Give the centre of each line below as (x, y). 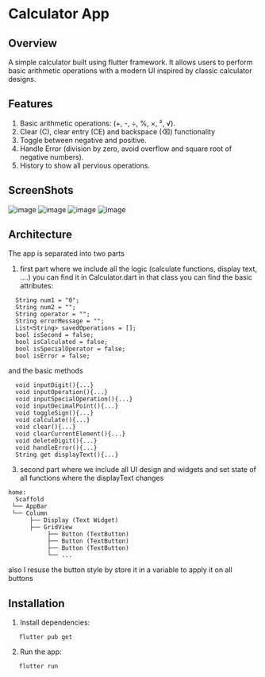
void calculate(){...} (53, 420)
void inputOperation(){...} (62, 393)
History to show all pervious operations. (85, 165)
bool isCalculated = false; (62, 342)
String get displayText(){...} (67, 455)
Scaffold (30, 500)
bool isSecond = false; (54, 335)
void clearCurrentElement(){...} (71, 434)
